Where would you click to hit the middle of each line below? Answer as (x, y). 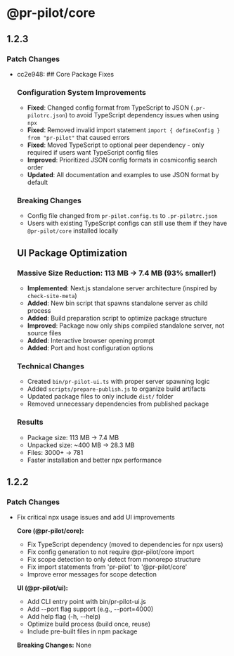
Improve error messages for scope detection (92, 574)
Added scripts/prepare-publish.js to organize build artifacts (117, 389)
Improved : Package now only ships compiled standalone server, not (126, 326)
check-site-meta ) (52, 296)
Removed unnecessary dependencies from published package (118, 404)
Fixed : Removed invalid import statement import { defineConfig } (124, 130)
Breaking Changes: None (54, 645)
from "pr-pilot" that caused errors (79, 138)
